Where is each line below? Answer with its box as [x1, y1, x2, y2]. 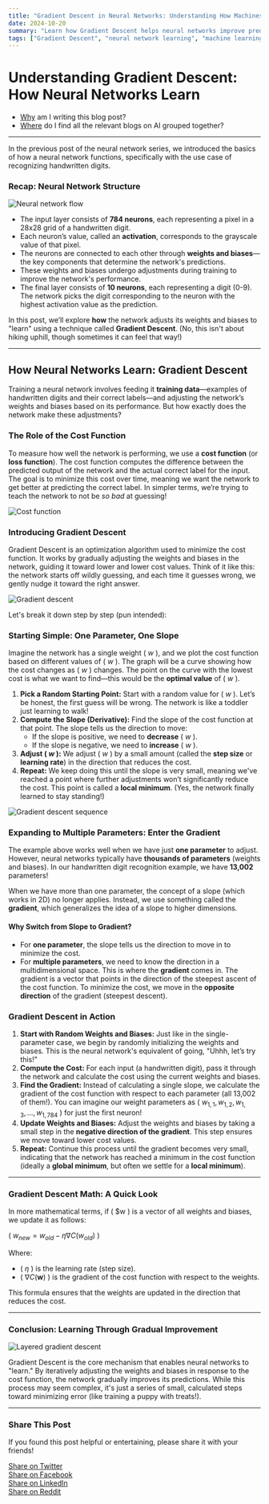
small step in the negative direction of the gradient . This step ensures [19, 1126, 253, 1136]
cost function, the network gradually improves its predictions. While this [8, 1374, 246, 1384]
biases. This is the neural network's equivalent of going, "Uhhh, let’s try [19, 1046, 256, 1056]
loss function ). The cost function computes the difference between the [8, 456, 244, 466]
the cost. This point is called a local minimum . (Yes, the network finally [19, 783, 255, 793]
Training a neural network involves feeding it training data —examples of [8, 384, 247, 394]
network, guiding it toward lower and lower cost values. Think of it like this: [8, 561, 255, 571]
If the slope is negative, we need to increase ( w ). [31, 740, 199, 750]
